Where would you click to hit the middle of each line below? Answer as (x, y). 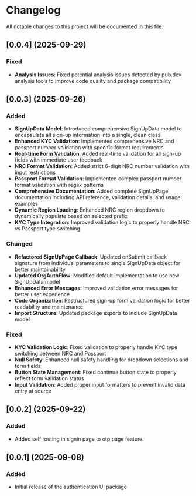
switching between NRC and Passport (60, 353)
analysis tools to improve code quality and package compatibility (93, 81)
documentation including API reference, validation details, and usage (97, 197)
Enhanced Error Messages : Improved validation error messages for (96, 288)
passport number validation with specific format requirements (89, 148)
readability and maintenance (49, 307)
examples (26, 204)
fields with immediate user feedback (58, 160)
